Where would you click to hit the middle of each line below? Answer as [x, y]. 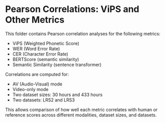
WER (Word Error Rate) [36, 48]
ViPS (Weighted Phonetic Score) [46, 43]
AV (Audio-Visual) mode [37, 84]
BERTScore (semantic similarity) [46, 59]
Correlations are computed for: [37, 74]
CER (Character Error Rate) [40, 54]
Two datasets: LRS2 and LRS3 [44, 100]
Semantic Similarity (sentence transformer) [57, 64]
